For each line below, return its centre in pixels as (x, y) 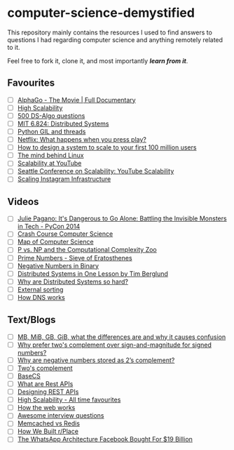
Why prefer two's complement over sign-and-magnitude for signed (115, 345)
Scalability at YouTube (49, 164)
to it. (14, 47)
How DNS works (41, 297)
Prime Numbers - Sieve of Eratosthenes (75, 258)
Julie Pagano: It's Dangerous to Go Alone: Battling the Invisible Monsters (122, 218)
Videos (23, 201)
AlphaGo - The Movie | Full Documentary (76, 100)
